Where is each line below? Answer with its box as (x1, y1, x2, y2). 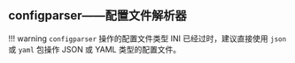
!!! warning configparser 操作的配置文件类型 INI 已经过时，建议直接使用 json (8, 33, 287, 44)
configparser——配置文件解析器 (8, 8, 187, 24)
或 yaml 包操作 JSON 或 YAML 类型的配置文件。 (8, 44, 182, 54)
